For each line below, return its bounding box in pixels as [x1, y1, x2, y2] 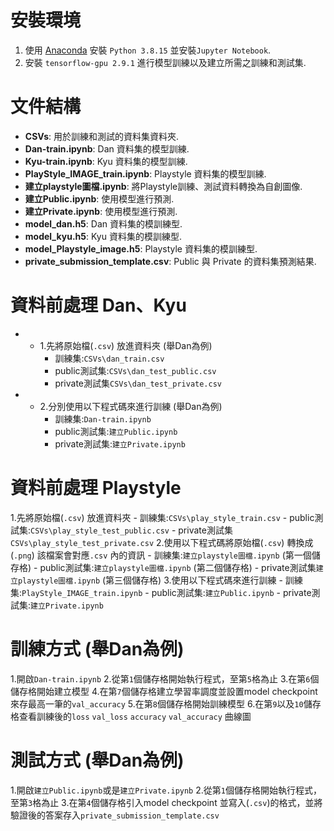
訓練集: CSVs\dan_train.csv [54, 352, 165, 364]
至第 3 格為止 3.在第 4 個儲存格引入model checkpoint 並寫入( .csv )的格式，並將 [10, 796, 323, 808]
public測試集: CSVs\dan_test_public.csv [54, 364, 217, 376]
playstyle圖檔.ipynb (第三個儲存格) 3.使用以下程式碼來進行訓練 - [17, 574, 283, 586]
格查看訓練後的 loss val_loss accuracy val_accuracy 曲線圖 [10, 710, 252, 722]
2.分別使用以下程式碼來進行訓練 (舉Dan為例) [39, 400, 223, 412]
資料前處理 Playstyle [10, 477, 182, 499]
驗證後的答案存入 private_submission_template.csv [10, 809, 220, 821]
